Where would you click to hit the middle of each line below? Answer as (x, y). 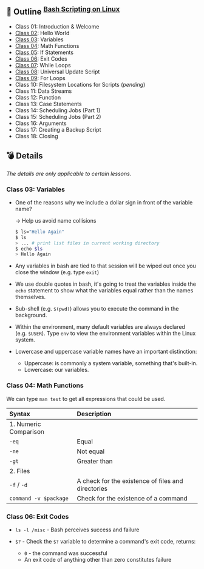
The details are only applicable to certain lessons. (69, 173)
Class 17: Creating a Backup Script (58, 129)
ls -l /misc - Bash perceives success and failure (77, 530)
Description (94, 414)
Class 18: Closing (36, 136)
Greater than (95, 461)
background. (31, 315)
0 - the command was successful (66, 553)
